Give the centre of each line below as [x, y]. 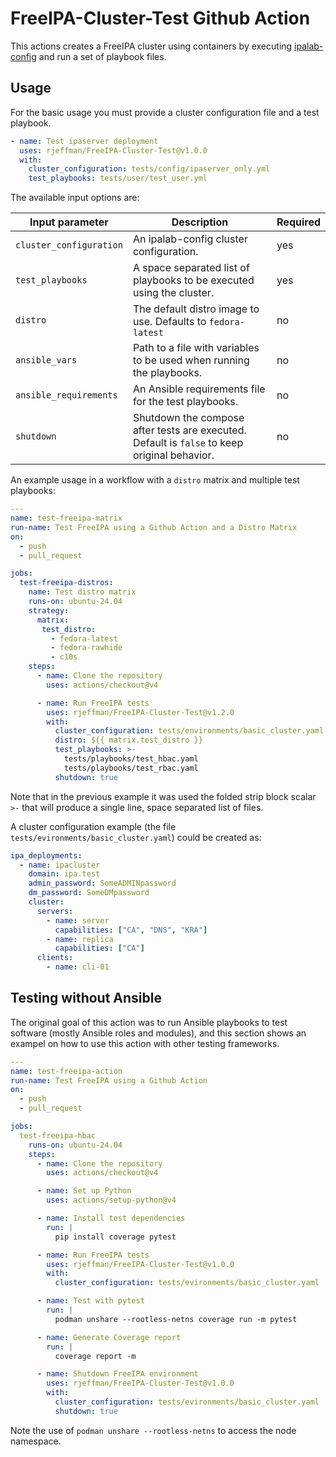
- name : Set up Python [84, 1191]
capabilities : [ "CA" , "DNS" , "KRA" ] [131, 930]
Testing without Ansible [86, 998]
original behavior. [173, 455]
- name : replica [80, 939]
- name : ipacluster [60, 865]
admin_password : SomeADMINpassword [102, 883]
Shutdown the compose [188, 418]
